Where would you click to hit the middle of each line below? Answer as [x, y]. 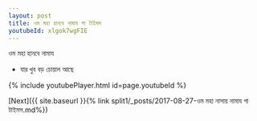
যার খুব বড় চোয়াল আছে [47, 70]
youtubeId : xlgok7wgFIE [48, 30]
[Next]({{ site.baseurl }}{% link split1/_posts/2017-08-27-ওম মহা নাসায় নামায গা [128, 101]
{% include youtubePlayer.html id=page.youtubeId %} [98, 86]
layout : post [30, 16]
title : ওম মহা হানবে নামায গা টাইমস [55, 23]
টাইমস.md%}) [28, 110]
